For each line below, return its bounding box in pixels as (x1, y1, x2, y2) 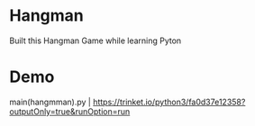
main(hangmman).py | (9, 96, 92, 107)
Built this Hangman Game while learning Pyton (9, 35, 182, 46)
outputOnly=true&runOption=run (9, 105, 131, 117)
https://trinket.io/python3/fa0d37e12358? (93, 96, 246, 107)
